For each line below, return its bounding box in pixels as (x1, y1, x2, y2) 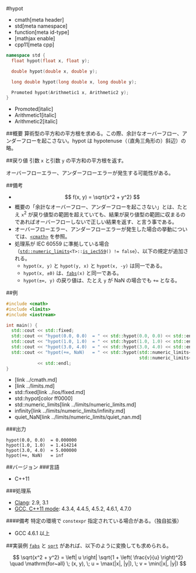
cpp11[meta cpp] (14, 41, 54, 48)
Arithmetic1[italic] (14, 112, 57, 119)
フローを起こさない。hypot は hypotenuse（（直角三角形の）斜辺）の (21, 137, 187, 144)
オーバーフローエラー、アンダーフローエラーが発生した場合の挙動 (14, 225, 173, 233)
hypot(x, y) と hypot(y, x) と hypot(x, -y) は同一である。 (23, 262, 166, 269)
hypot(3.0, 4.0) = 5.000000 (6, 447, 77, 454)
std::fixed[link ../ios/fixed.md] (14, 389, 86, 396)
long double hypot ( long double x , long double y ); (11, 79, 137, 85)
